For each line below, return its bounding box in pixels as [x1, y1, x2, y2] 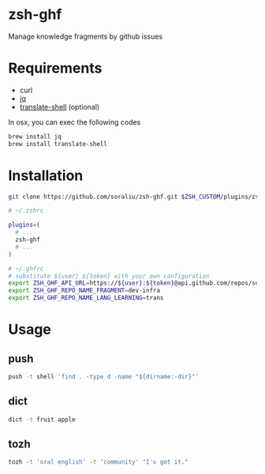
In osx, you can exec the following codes [8, 117, 141, 127]
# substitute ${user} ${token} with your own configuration [8, 272, 211, 280]
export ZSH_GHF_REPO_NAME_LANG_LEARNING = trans [8, 294, 164, 302]
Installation [8, 166, 84, 185]
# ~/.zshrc [8, 207, 44, 215]
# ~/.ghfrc [8, 264, 44, 273]
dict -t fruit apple [8, 416, 77, 424]
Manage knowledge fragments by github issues [8, 32, 163, 41]
